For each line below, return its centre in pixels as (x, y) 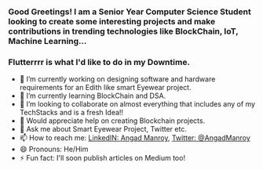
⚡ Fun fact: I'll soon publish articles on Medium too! (102, 158)
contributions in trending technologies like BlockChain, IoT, (123, 31)
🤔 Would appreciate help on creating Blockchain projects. (112, 121)
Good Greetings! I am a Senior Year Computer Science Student (130, 12)
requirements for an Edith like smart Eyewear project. (105, 88)
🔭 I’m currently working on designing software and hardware (117, 79)
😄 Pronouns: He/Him (54, 149)
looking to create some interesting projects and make (112, 21)
